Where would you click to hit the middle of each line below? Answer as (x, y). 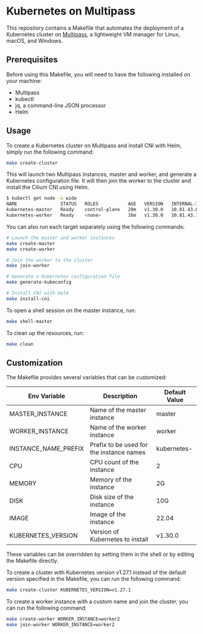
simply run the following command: (50, 152)
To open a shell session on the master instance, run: (71, 310)
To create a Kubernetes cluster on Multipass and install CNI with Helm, (94, 145)
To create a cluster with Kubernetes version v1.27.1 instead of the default (96, 572)
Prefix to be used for (119, 445)
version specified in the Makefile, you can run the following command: (94, 579)
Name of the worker (118, 428)
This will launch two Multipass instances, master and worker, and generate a (101, 174)
